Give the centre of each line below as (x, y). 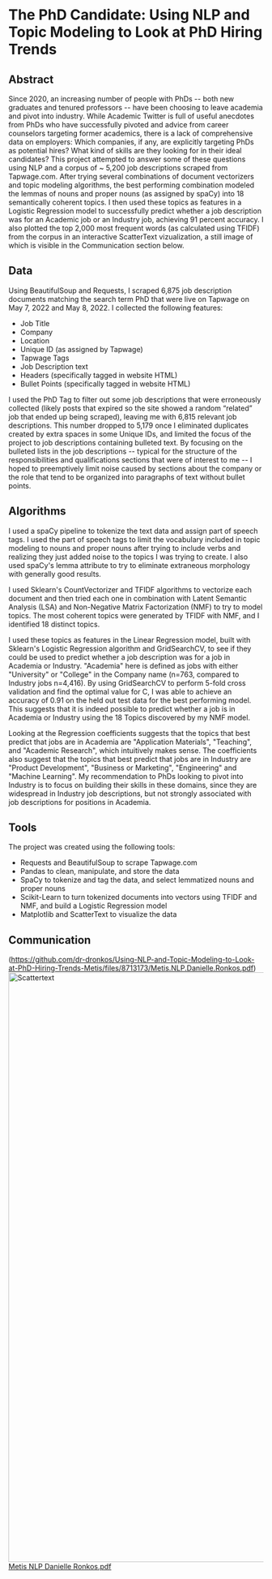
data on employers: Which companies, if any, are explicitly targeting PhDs (131, 142)
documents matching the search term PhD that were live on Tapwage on (129, 299)
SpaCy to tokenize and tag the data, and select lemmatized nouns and (137, 880)
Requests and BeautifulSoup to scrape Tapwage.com (109, 863)
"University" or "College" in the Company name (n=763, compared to (124, 674)
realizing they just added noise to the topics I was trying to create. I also (128, 557)
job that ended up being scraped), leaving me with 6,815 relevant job (123, 416)
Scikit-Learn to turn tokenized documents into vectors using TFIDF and (138, 897)
